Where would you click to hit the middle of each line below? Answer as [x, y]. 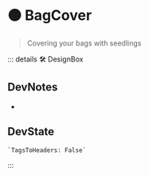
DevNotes [33, 88]
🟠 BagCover [50, 16]
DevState [31, 132]
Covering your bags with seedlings [84, 43]
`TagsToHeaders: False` [47, 150]
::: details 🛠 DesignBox [45, 59]
